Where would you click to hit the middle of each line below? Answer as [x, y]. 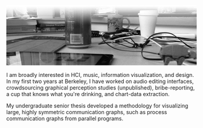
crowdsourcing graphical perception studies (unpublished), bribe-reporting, [101, 88]
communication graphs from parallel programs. [65, 118]
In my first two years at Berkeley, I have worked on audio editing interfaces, [100, 81]
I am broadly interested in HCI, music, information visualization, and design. [100, 75]
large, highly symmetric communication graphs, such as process [87, 112]
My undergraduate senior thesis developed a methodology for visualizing [97, 106]
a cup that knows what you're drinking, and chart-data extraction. [88, 94]
